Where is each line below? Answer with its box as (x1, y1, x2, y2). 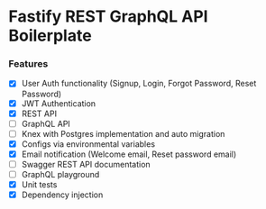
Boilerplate (8, 25, 92, 46)
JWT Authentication (21, 97, 96, 109)
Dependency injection (21, 189, 104, 200)
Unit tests (21, 179, 58, 190)
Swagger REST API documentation (21, 159, 151, 169)
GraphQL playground (21, 168, 100, 179)
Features (8, 58, 49, 70)
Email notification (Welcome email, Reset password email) (21, 149, 237, 159)
